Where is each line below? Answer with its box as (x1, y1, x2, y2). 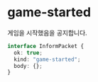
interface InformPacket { (7, 42, 84, 49)
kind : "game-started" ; (13, 56, 81, 63)
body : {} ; (13, 62, 43, 69)
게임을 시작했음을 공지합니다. (7, 28, 87, 37)
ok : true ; (13, 49, 43, 57)
